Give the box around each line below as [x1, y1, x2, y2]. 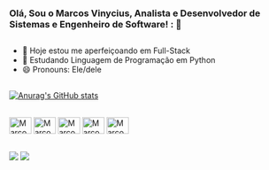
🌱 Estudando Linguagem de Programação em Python [21, 55, 216, 66]
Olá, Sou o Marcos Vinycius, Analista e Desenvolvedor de [9, 7, 261, 19]
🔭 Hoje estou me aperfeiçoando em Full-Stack [21, 45, 190, 56]
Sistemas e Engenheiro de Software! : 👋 [9, 18, 182, 30]
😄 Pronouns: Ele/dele [21, 65, 102, 75]
